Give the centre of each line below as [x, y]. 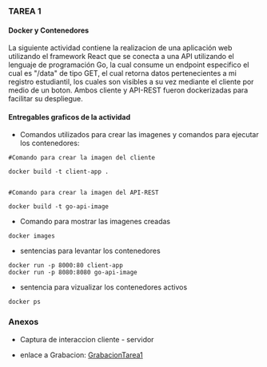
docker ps [25, 302]
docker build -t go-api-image [59, 207]
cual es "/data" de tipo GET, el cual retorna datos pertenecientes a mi [123, 73]
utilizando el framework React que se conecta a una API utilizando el [121, 57]
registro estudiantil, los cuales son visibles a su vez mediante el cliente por [131, 82]
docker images [32, 236]
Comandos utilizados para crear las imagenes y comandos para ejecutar [139, 135]
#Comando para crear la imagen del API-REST [84, 193]
